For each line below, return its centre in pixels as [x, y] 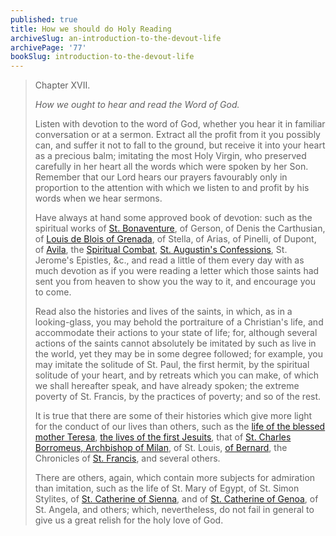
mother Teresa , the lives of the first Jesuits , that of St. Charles [163, 437]
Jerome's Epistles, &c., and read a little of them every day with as [169, 260]
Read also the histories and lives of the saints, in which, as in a [163, 312]
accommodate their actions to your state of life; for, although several [176, 333]
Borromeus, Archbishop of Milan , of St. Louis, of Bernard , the [161, 448]
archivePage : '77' [48, 47]
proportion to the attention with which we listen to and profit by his [172, 188]
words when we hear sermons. [98, 198]
